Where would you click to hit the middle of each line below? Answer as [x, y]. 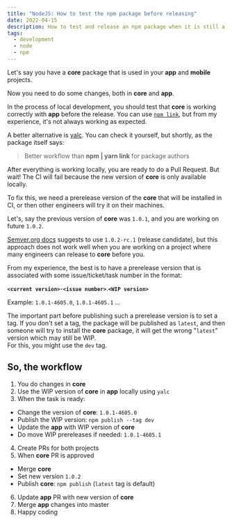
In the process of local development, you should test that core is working [112, 107]
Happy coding [37, 512]
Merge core [34, 469]
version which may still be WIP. [52, 338]
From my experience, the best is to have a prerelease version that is [104, 267]
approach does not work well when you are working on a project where [109, 247]
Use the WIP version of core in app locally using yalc [93, 391]
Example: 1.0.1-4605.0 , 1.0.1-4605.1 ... [64, 302]
